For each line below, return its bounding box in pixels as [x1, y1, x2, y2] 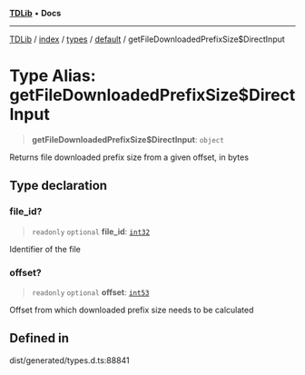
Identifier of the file [9, 243, 82, 254]
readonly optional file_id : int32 [31, 226, 151, 237]
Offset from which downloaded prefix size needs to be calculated [9, 304, 254, 315]
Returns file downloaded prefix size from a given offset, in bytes [9, 152, 250, 163]
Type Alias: [9, 65, 97, 86]
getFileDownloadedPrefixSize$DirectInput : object [31, 133, 224, 144]
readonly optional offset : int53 [31, 286, 150, 298]
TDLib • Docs [9, 8, 62, 18]
